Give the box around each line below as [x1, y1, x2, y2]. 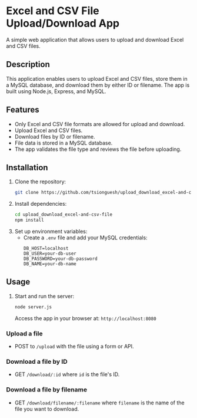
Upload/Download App [6, 17, 119, 30]
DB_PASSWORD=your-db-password [23, 256, 98, 262]
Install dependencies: [14, 200, 67, 208]
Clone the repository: [14, 178, 66, 185]
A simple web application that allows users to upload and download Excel [6, 36, 184, 43]
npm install [14, 217, 44, 223]
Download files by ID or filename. [14, 133, 95, 140]
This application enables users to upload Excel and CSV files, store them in [6, 75, 188, 82]
